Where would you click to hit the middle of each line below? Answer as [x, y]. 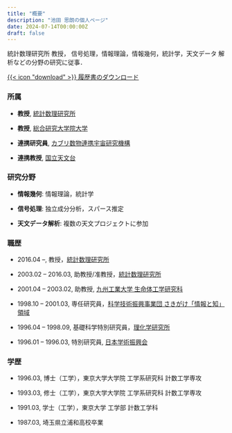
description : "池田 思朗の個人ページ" [58, 20]
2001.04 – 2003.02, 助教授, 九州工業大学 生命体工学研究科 [100, 289]
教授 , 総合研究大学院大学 [52, 128]
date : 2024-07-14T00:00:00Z [48, 26]
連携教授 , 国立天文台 [46, 158]
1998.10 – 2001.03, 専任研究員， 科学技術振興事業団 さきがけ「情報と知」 [121, 304]
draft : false [26, 33]
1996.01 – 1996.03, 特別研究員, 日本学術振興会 [82, 342]
